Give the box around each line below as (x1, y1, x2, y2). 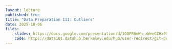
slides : (14, 31, 31, 36)
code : (14, 36, 27, 41)
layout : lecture (5, 7, 40, 13)
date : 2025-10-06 (5, 21, 42, 27)
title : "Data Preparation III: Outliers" (5, 17, 95, 22)
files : (5, 27, 19, 32)
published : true (5, 12, 40, 17)
